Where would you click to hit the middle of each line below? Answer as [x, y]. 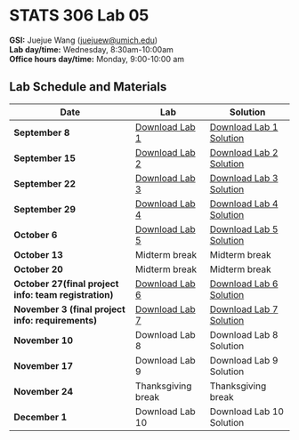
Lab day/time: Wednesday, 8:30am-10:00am [91, 49]
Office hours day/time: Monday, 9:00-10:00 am [97, 59]
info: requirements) [56, 320]
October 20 [39, 269]
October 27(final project [66, 284]
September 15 [45, 158]
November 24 [44, 391]
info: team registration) [64, 294]
